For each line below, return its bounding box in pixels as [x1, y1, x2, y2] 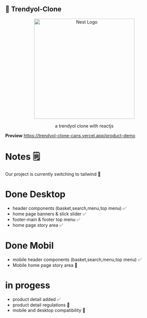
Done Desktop [5, 188, 66, 200]
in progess [5, 279, 50, 291]
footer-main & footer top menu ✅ [12, 216, 81, 222]
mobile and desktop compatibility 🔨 [12, 307, 86, 313]
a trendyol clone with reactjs [55, 123, 114, 129]
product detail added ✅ [12, 296, 61, 302]
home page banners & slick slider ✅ [12, 211, 87, 217]
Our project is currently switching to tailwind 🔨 [5, 171, 101, 177]
